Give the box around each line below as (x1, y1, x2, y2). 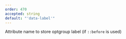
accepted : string (5, 11, 40, 16)
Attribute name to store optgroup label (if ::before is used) (5, 29, 122, 35)
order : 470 (5, 7, 27, 12)
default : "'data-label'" (5, 16, 55, 20)
